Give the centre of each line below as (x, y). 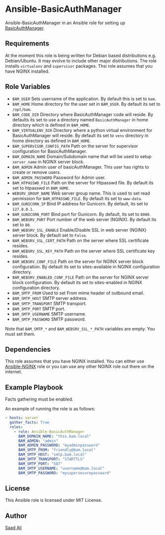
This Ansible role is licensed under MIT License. (54, 500)
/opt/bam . (22, 109)
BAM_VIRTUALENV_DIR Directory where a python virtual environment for (82, 130)
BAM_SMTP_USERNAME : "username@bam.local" (61, 468)
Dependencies (28, 349)
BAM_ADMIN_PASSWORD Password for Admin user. (59, 177)
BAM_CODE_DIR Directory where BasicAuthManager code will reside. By (83, 114)
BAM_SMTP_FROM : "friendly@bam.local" (57, 450)
